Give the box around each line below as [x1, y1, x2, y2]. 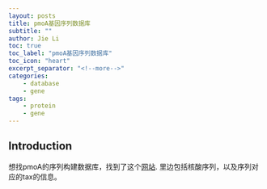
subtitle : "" [8, 27, 53, 35]
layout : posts [8, 11, 57, 20]
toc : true [8, 42, 42, 50]
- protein [23, 102, 57, 110]
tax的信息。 [22, 171, 62, 182]
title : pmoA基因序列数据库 [8, 19, 91, 27]
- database [23, 79, 60, 87]
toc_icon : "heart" [8, 57, 70, 65]
